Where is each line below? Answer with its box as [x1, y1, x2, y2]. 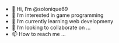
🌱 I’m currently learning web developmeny [11, 18, 114, 24]
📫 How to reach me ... [11, 31, 66, 37]
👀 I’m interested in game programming [11, 12, 104, 19]
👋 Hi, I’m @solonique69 [11, 6, 68, 12]
